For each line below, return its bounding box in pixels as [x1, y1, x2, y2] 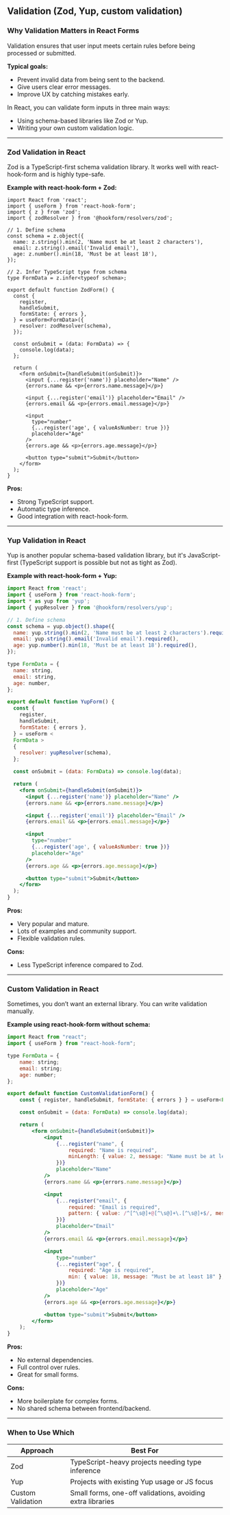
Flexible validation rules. [16, 934, 86, 942]
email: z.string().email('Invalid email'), [13, 245, 139, 251]
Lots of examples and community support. [16, 927, 137, 936]
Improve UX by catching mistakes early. [16, 90, 129, 98]
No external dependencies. [16, 1356, 94, 1364]
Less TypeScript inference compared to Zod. [16, 961, 144, 969]
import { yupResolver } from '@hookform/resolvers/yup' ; [7, 604, 173, 611]
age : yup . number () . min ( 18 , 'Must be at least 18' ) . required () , [13, 642, 198, 649]
